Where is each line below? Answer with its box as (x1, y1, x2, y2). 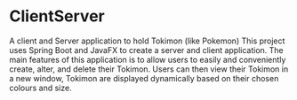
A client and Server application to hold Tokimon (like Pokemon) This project (9, 35, 285, 46)
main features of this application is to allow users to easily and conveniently (9, 54, 286, 65)
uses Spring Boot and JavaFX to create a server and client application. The (9, 44, 285, 55)
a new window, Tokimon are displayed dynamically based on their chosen (9, 73, 279, 83)
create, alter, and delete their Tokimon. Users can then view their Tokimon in (9, 64, 289, 74)
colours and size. (9, 82, 73, 93)
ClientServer (9, 6, 105, 27)
